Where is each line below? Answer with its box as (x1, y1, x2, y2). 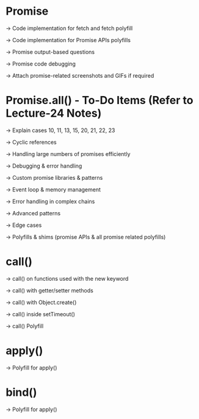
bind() (5, 385, 37, 399)
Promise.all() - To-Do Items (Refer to (5, 94, 194, 108)
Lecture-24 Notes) (5, 106, 102, 121)
